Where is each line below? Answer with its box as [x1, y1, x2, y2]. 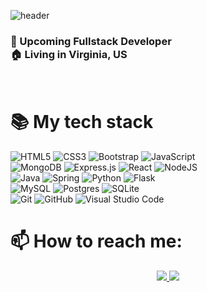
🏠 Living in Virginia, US [10, 47, 128, 61]
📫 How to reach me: [10, 230, 183, 253]
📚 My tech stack [10, 111, 154, 134]
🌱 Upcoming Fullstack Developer [10, 34, 172, 48]
